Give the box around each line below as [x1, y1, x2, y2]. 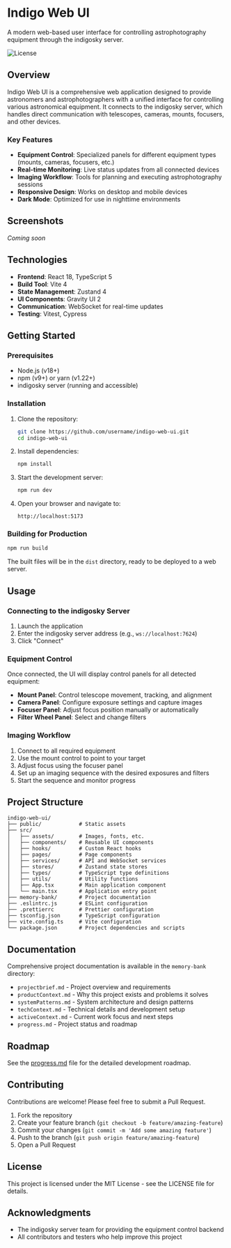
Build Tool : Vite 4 [17, 280, 67, 288]
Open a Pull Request [17, 1141, 77, 1149]
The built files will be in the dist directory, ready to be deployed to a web [7, 557, 217, 566]
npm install [17, 460, 52, 468]
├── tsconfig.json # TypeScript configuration [7, 912, 160, 919]
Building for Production [7, 529, 88, 539]
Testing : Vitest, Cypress [17, 309, 87, 318]
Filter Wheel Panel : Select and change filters [17, 713, 147, 721]
